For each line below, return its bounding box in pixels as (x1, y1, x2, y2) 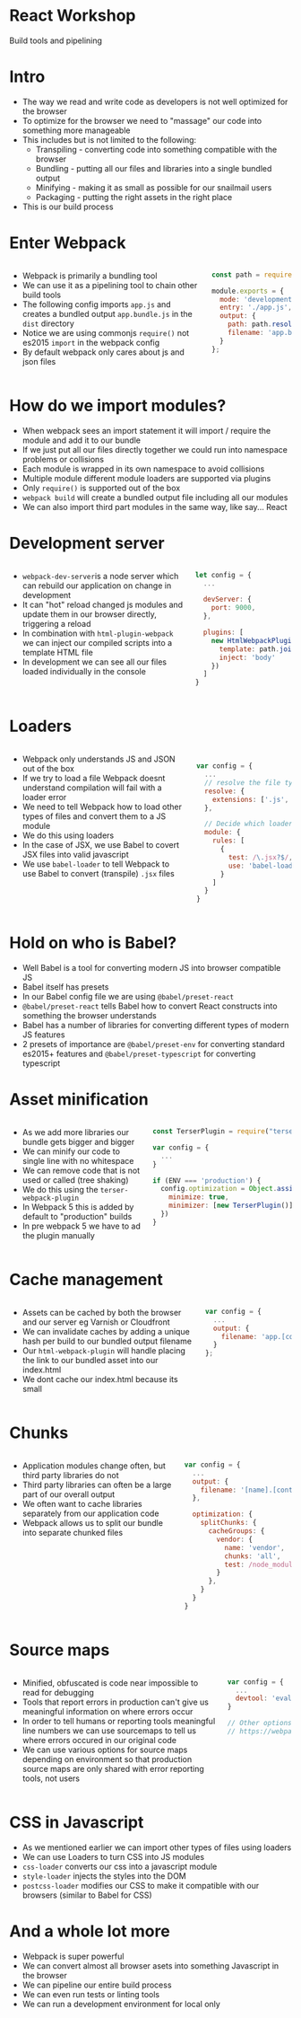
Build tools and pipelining (9, 35, 103, 46)
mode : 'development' (219, 295, 297, 304)
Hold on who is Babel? (9, 933, 177, 953)
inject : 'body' (219, 653, 276, 662)
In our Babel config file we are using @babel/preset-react (21, 991, 235, 1002)
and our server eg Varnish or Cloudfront (21, 1317, 170, 1327)
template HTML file (21, 647, 94, 657)
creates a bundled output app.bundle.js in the (21, 308, 193, 319)
